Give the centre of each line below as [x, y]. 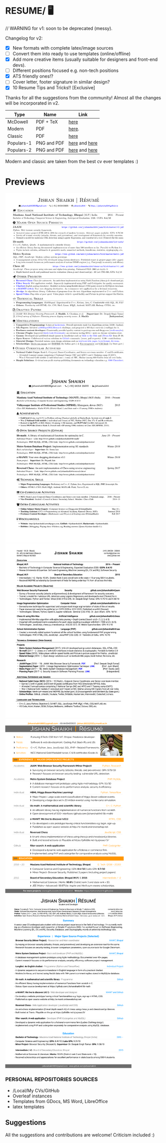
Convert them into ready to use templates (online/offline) [71, 54]
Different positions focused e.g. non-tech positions [65, 70]
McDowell [18, 122]
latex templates [28, 1107]
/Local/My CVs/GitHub [36, 1090]
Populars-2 [19, 150]
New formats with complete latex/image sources [63, 48]
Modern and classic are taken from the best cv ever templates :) [72, 161]
